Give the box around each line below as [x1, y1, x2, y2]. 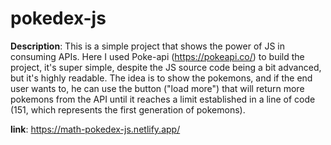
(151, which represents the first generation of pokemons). [10, 103, 246, 116]
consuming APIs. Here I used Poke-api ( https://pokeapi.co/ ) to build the [10, 50, 305, 62]
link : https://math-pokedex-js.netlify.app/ [10, 123, 181, 135]
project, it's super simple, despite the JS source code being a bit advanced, [10, 61, 322, 73]
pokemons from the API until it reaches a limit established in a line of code [10, 93, 316, 105]
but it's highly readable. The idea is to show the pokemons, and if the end [10, 72, 313, 84]
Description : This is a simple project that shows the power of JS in [10, 40, 286, 52]
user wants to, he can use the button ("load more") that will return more [10, 82, 305, 94]
